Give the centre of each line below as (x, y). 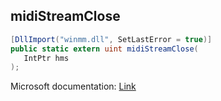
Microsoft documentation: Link (73, 86)
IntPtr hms (46, 58)
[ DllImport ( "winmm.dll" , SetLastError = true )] (111, 39)
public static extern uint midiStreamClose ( (104, 49)
